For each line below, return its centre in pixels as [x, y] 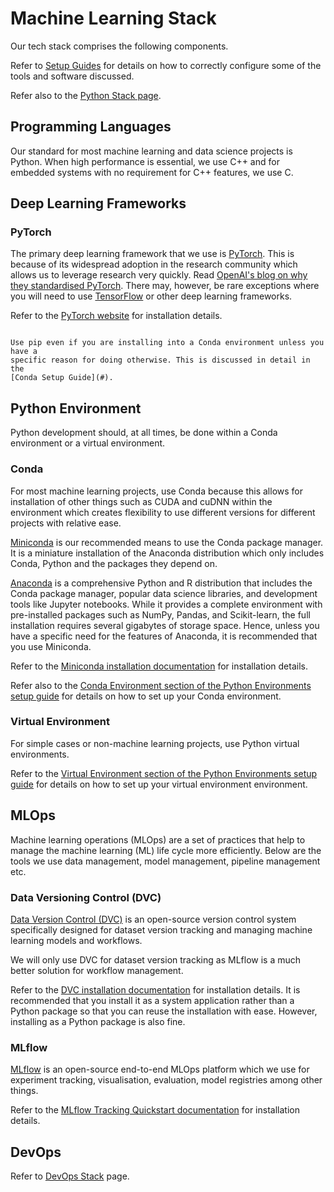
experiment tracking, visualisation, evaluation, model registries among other [166, 1080]
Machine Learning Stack [113, 18]
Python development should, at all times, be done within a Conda [144, 433]
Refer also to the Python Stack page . [86, 95]
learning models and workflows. [76, 940]
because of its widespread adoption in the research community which [154, 264]
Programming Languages [91, 127]
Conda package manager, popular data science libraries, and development [164, 593]
